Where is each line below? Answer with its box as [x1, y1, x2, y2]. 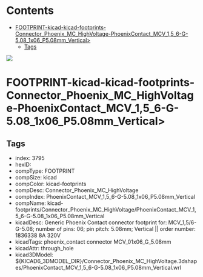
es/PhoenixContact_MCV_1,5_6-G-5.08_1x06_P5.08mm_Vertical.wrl [15, 264, 182, 271]
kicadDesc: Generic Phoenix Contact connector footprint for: [15, 219, 167, 226]
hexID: [15, 161, 32, 168]
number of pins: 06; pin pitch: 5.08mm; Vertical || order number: [35, 225, 196, 232]
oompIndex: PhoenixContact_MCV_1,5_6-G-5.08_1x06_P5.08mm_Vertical [15, 193, 196, 200]
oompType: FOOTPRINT [15, 167, 75, 175]
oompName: [15, 199, 47, 207]
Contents [6, 4, 55, 18]
